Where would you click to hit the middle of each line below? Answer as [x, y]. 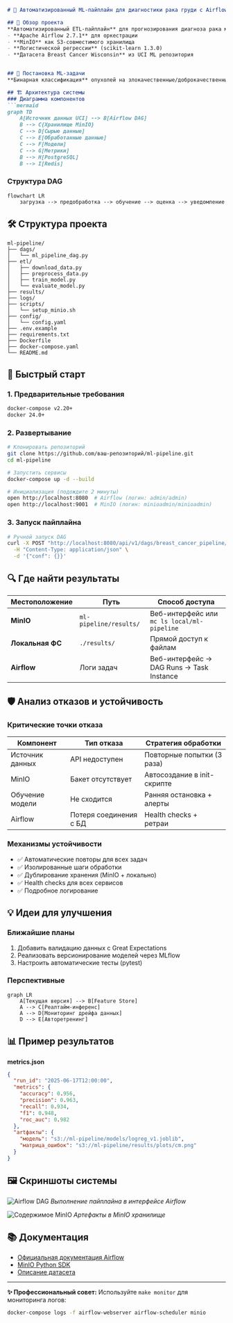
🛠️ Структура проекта [57, 224]
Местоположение [42, 601]
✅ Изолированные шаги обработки [69, 867]
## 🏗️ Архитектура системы [46, 92]
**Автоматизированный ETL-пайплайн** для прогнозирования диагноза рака [114, 29]
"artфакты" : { [34, 1133]
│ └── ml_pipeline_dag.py [48, 256]
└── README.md [28, 353]
